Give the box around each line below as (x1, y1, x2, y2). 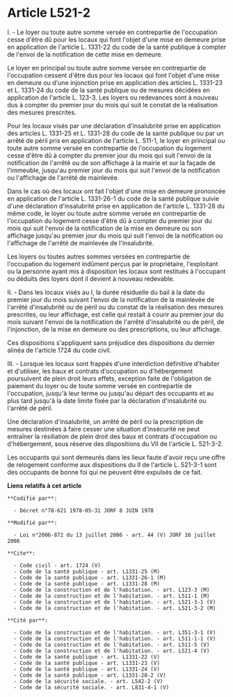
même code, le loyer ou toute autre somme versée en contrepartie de (7, 209, 207, 217)
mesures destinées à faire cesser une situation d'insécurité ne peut (7, 424, 200, 433)
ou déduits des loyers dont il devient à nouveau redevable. (7, 274, 175, 283)
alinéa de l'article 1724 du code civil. (7, 346, 111, 354)
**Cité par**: (7, 617, 49, 624)
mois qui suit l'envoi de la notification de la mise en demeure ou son (7, 224, 202, 232)
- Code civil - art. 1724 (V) (13, 562, 101, 569)
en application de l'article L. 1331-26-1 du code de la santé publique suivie (7, 194, 220, 203)
